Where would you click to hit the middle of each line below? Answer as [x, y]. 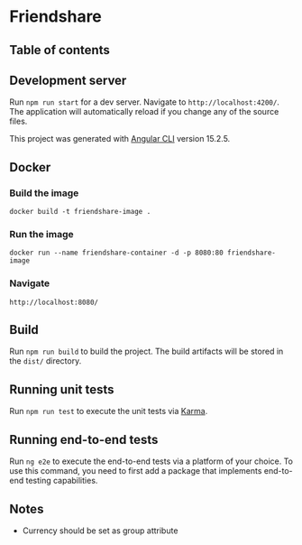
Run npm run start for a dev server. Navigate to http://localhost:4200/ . [144, 102]
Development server [68, 80]
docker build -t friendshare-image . [80, 212]
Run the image [41, 234]
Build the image [44, 193]
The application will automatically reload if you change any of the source [144, 112]
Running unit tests [62, 389]
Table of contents [59, 50]
